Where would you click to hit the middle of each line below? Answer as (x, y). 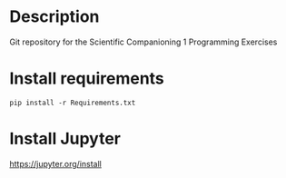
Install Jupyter (65, 139)
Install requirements (87, 79)
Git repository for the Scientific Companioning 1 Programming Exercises (143, 42)
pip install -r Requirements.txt (73, 103)
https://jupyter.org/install (56, 163)
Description (54, 17)
